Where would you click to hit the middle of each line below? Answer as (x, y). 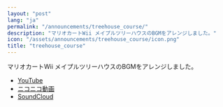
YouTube (30, 80)
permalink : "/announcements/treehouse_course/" (78, 26)
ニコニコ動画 (36, 89)
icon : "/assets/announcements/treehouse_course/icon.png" (93, 40)
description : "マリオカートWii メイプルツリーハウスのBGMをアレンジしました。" (112, 33)
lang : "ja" (23, 20)
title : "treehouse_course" (46, 46)
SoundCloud (35, 97)
